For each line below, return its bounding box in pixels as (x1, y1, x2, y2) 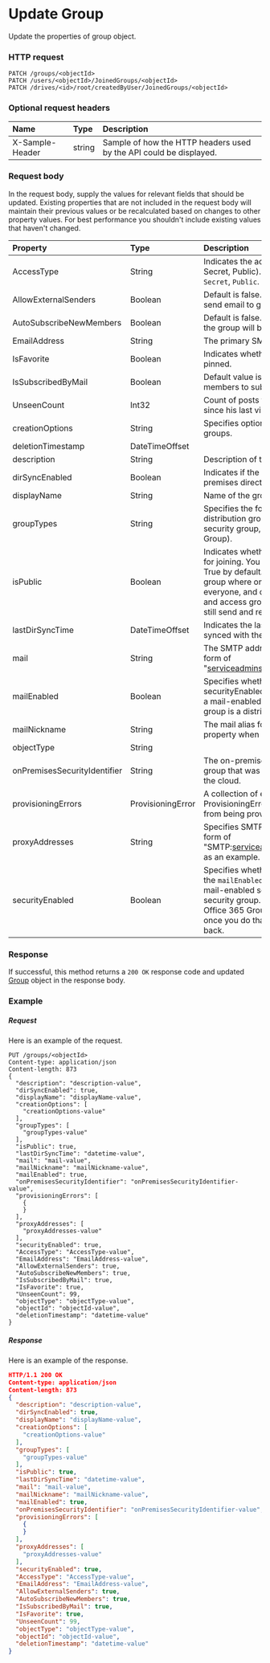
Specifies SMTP (203, 821, 264, 832)
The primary (203, 335, 250, 346)
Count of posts (203, 394, 260, 406)
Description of (203, 453, 257, 464)
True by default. (203, 566, 264, 577)
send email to (203, 299, 255, 310)
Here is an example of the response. (8, 1355, 129, 1365)
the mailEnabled (203, 874, 264, 885)
